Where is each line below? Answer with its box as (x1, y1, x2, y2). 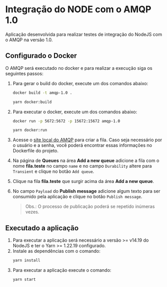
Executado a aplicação (5, 223, 79, 232)
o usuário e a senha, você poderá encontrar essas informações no (12, 142, 152, 148)
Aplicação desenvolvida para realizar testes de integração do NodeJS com (5, 31, 162, 37)
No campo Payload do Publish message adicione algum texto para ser (12, 188, 160, 194)
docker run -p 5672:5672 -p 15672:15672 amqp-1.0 (12, 118, 121, 123)
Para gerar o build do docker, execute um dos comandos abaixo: (12, 80, 149, 86)
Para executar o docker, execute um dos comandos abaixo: (12, 109, 137, 115)
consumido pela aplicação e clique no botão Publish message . (12, 194, 143, 200)
